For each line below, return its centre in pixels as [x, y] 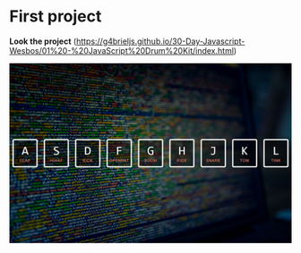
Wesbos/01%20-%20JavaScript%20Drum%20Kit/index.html [122, 50]
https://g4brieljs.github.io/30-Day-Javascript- [160, 41]
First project [56, 17]
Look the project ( [43, 41]
